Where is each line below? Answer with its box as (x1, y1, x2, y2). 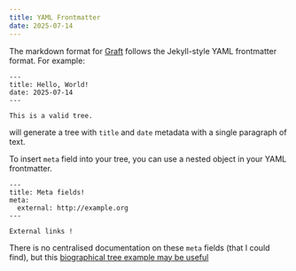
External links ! (9, 227, 74, 235)
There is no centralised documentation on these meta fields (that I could (9, 242, 270, 253)
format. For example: (9, 55, 86, 66)
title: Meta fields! (9, 187, 86, 196)
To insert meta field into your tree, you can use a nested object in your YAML (9, 153, 287, 164)
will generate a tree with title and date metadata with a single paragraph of (9, 126, 287, 138)
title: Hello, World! (9, 80, 90, 89)
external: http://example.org (17, 203, 129, 212)
